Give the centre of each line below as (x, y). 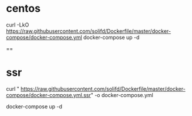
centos (23, 9)
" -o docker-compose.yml (122, 95)
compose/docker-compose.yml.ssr (48, 95)
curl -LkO (18, 25)
